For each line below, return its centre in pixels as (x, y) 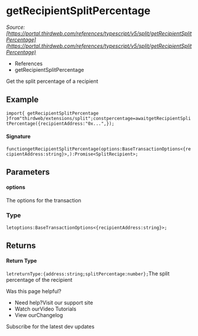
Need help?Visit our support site (54, 303)
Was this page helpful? (34, 291)
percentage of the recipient (39, 280)
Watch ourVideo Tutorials (45, 309)
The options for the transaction (44, 200)
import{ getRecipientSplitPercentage (52, 113)
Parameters (28, 172)
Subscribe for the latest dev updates (50, 327)
